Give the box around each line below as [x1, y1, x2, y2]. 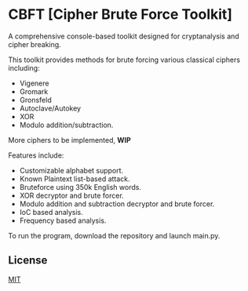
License [8, 253, 48, 267]
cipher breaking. [8, 39, 61, 49]
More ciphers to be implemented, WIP [8, 135, 131, 144]
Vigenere [19, 78, 49, 88]
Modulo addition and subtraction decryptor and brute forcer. [19, 198, 215, 209]
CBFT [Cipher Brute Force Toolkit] [8, 5, 233, 24]
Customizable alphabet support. [19, 166, 124, 175]
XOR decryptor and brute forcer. [19, 191, 124, 200]
